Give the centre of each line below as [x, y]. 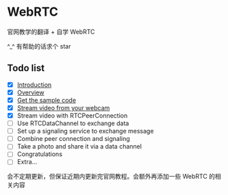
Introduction [34, 84]
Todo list [26, 68]
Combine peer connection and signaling [73, 139]
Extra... [27, 162]
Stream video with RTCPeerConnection [72, 116]
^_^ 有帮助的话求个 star [39, 46]
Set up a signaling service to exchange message [85, 131]
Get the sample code [47, 100]
